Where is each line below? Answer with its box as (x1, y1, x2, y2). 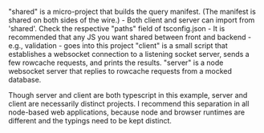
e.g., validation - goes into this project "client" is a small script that (8, 41, 229, 50)
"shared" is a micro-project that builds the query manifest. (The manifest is (8, 7, 257, 16)
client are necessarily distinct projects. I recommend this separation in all (8, 99, 250, 108)
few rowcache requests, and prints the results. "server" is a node (8, 58, 224, 67)
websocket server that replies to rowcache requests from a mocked (8, 66, 233, 75)
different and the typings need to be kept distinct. (8, 116, 173, 125)
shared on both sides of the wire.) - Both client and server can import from (8, 15, 255, 25)
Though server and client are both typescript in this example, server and (8, 91, 248, 99)
